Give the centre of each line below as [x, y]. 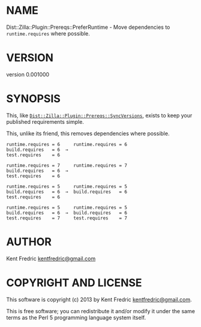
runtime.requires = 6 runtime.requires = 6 [67, 144]
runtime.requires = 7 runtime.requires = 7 [67, 165]
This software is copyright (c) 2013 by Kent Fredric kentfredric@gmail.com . [99, 299]
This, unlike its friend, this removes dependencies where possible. [88, 133]
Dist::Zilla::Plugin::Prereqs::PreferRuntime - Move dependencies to [88, 27]
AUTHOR [29, 242]
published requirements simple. [45, 121]
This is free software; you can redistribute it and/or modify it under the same [100, 311]
